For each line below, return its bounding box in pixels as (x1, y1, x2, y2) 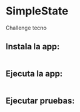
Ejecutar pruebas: (5, 95, 75, 106)
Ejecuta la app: (5, 69, 63, 79)
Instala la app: (5, 42, 60, 52)
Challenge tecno (5, 24, 47, 31)
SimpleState (5, 4, 69, 18)
